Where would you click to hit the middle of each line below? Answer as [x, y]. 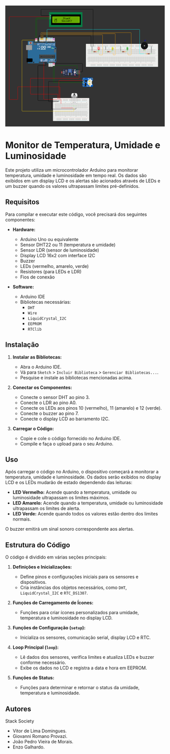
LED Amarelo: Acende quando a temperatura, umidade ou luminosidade [88, 503]
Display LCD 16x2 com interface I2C [57, 255]
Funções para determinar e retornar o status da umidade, [80, 688]
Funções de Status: [33, 678]
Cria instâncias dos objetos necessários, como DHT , [74, 587]
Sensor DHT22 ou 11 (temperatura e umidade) [68, 245]
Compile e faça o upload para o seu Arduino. [67, 444]
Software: [23, 287]
